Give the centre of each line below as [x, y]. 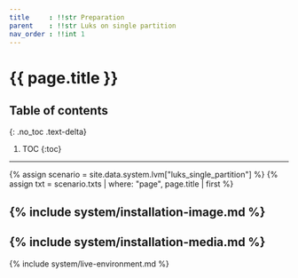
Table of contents [59, 111]
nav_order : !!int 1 [47, 34]
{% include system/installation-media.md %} [137, 242]
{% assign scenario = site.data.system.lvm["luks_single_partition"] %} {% [144, 175]
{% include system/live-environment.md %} [90, 264]
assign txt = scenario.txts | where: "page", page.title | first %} [122, 184]
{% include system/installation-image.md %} [137, 212]
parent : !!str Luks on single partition [93, 26]
